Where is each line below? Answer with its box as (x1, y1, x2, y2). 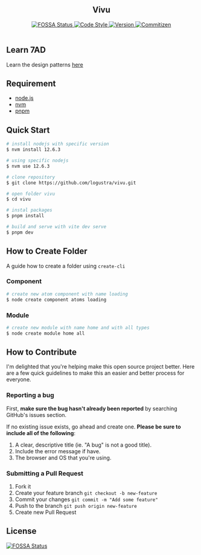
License (6, 526, 37, 536)
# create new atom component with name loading (6, 291, 129, 297)
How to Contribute (6, 347, 77, 358)
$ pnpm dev (6, 229, 34, 235)
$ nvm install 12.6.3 (6, 146, 61, 153)
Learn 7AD (6, 45, 46, 55)
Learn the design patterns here (6, 61, 83, 68)
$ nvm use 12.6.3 (6, 163, 50, 169)
